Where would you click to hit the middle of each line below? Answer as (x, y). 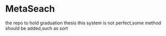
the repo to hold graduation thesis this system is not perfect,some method (83, 23)
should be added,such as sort (37, 28)
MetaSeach (30, 9)
